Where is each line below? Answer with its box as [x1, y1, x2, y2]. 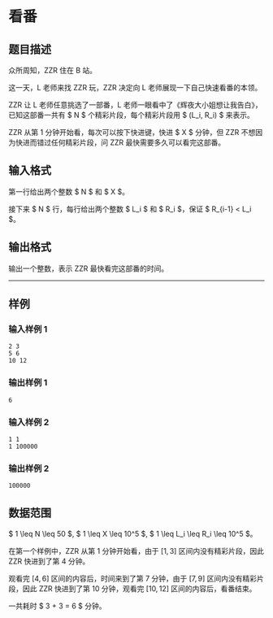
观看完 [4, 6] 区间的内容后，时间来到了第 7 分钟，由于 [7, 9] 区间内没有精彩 [8, 574, 258, 584]
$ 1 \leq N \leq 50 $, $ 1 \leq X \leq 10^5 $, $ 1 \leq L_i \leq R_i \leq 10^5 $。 [8, 529, 258, 539]
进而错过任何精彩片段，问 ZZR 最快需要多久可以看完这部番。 [22, 137, 226, 147]
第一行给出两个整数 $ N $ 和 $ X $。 [8, 186, 130, 196]
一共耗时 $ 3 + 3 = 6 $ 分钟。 [8, 601, 106, 611]
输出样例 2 [8, 463, 50, 474]
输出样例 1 [8, 377, 48, 389]
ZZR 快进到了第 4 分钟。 [8, 556, 90, 566]
